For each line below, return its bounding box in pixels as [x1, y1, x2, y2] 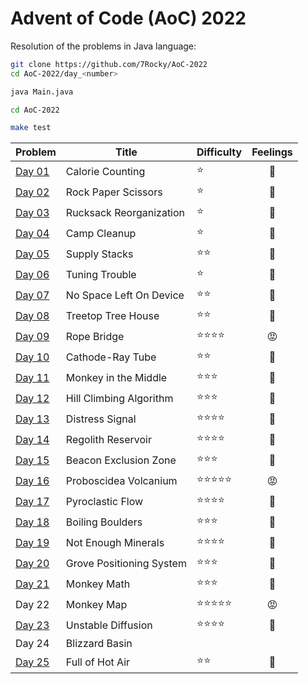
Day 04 [15, 226, 50, 240]
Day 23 [15, 618, 50, 632]
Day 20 [15, 556, 50, 570]
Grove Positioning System [65, 556, 187, 570]
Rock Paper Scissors [65, 185, 163, 199]
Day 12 [15, 391, 50, 405]
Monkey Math [65, 577, 131, 591]
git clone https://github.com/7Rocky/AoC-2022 [10, 59, 208, 69]
